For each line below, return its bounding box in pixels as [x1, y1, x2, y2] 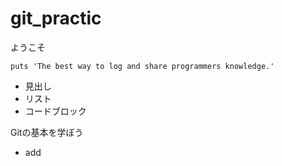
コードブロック [24, 105, 87, 117]
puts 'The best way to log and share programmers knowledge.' [10, 61, 275, 71]
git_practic [10, 7, 102, 30]
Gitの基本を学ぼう [10, 126, 84, 138]
